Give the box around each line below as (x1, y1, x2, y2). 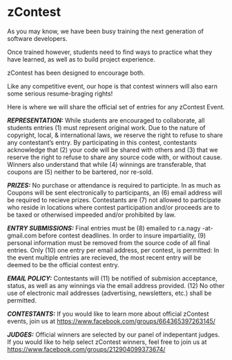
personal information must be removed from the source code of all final (7, 238, 211, 246)
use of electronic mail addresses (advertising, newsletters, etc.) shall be (7, 289, 212, 297)
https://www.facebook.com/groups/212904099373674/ (7, 345, 166, 353)
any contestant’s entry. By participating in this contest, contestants (7, 138, 197, 146)
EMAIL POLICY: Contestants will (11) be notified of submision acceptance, (7, 274, 217, 282)
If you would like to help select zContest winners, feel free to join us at (7, 337, 207, 346)
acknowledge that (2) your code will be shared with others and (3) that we (7, 145, 218, 154)
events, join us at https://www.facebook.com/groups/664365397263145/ (7, 316, 216, 325)
